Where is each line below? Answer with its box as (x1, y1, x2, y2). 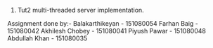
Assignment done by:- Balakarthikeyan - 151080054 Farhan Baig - (7, 19, 199, 27)
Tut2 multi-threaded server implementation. (17, 6, 144, 14)
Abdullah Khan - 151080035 (7, 34, 88, 42)
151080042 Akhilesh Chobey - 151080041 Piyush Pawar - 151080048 (7, 27, 206, 35)
